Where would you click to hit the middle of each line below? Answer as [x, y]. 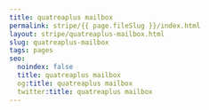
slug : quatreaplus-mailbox [59, 42]
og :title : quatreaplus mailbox [75, 83]
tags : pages [31, 51]
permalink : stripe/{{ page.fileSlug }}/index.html [105, 26]
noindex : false [45, 67]
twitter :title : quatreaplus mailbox [85, 91]
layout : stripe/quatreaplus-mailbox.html [87, 34]
